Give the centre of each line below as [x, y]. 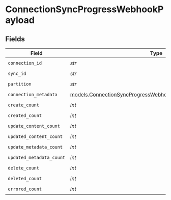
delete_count [24, 168]
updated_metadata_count [37, 157]
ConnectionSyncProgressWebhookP [84, 9]
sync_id [17, 73]
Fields [15, 39]
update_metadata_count [35, 147]
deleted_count [25, 178]
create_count [24, 105]
